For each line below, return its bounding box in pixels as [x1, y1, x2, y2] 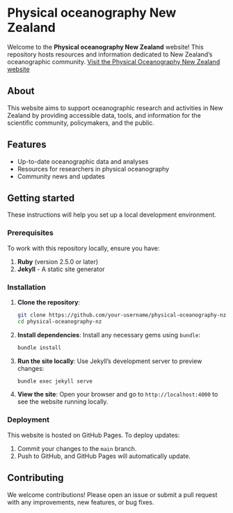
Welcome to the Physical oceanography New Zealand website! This [7, 43, 204, 51]
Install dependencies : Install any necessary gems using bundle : [17, 330, 200, 339]
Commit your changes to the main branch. [17, 444, 137, 452]
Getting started [7, 192, 75, 204]
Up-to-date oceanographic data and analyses [17, 157, 149, 165]
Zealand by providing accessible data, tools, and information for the [7, 111, 202, 119]
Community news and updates [17, 172, 106, 181]
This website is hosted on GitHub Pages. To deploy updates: [7, 431, 180, 439]
